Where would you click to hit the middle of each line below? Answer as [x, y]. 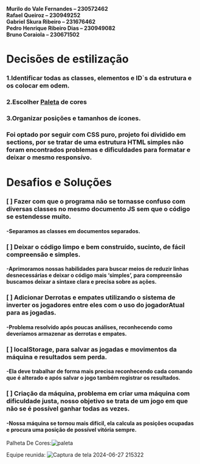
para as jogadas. [31, 313]
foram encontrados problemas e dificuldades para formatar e [98, 149]
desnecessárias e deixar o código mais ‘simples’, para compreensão [94, 275]
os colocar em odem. [38, 86]
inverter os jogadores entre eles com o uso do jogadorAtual [95, 305]
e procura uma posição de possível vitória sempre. [71, 429]
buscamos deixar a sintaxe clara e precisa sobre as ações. [81, 282]
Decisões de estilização [67, 59]
